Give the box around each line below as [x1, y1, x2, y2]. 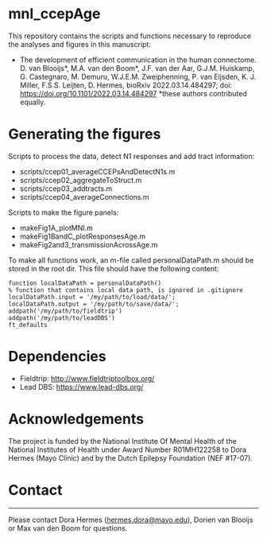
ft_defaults [8, 321, 48, 329]
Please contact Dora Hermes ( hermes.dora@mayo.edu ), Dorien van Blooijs [8, 515, 253, 524]
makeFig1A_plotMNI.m [19, 223, 94, 232]
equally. [19, 97, 46, 107]
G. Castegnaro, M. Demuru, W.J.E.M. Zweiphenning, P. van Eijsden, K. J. [19, 72, 257, 81]
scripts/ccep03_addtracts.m [19, 184, 113, 193]
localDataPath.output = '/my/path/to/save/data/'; [8, 300, 180, 308]
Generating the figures [8, 125, 161, 143]
